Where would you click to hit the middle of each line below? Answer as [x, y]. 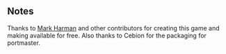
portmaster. [24, 43]
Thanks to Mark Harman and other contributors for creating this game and [113, 28]
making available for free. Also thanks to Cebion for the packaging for [107, 35]
